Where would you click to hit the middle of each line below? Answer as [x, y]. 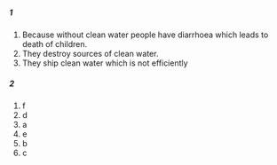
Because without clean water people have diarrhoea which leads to [145, 35]
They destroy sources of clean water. [90, 53]
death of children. [54, 43]
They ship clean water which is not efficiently [105, 63]
